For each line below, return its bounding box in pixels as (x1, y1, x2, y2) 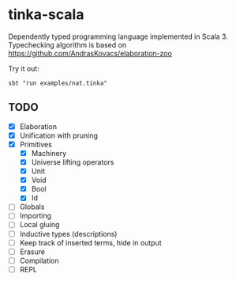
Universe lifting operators (31, 158, 114, 167)
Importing (19, 211, 52, 221)
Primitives (19, 139, 53, 149)
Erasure (19, 247, 46, 256)
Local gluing (19, 220, 60, 230)
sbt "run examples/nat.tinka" (8, 79, 108, 87)
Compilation (19, 256, 59, 265)
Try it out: (8, 63, 39, 73)
